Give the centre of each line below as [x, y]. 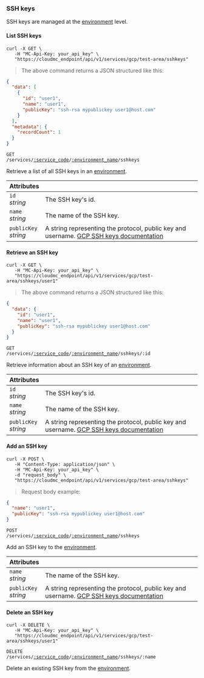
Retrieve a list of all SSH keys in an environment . [67, 171]
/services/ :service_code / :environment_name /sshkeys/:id [78, 354]
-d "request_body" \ [40, 475]
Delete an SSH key [30, 612]
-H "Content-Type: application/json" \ [65, 464]
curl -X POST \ [25, 459]
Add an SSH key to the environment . [52, 547]
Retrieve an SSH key [32, 252]
